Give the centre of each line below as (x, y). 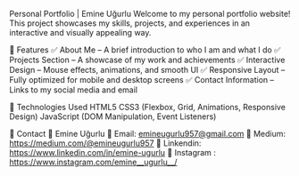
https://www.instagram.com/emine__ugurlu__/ (93, 162)
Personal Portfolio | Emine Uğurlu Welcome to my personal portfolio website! (150, 14)
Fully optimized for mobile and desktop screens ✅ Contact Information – (142, 80)
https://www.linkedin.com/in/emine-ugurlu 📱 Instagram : (113, 152)
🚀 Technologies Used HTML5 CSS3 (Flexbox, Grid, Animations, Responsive (147, 107)
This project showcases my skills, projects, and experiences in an (130, 23)
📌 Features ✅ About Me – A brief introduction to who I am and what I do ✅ (145, 50)
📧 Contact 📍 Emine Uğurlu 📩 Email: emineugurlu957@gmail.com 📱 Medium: (147, 134)
